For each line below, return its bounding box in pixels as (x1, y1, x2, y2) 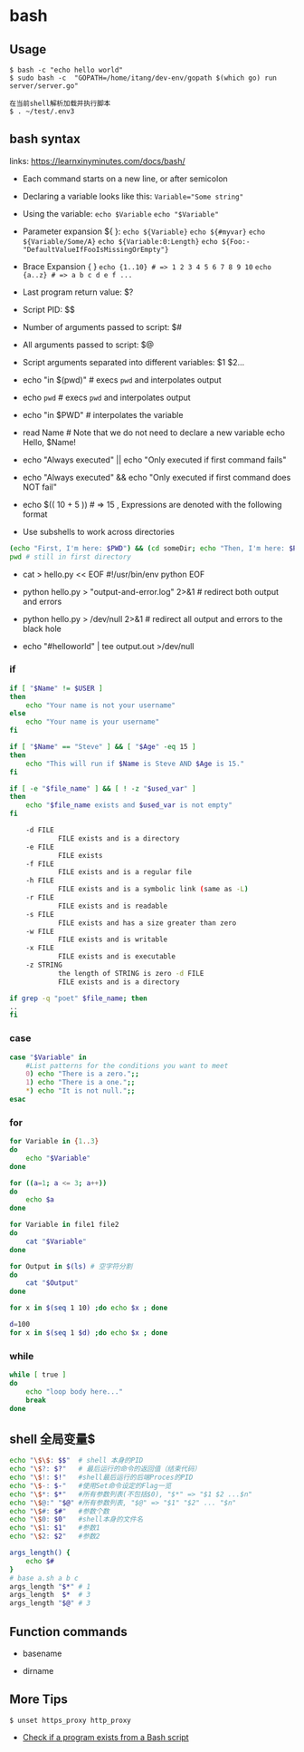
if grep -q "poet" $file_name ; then (9, 994, 147, 1003)
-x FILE (25, 944, 54, 953)
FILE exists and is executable (57, 952, 176, 961)
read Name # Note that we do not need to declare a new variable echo (22, 427, 285, 438)
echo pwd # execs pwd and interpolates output (22, 392, 192, 403)
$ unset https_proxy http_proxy (9, 1716, 131, 1725)
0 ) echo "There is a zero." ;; (25, 1069, 140, 1079)
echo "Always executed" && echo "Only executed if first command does (22, 472, 291, 482)
